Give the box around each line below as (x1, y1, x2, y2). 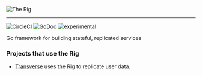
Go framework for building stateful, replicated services (6, 35, 142, 41)
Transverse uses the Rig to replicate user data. (14, 63, 131, 70)
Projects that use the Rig (6, 49, 79, 57)
